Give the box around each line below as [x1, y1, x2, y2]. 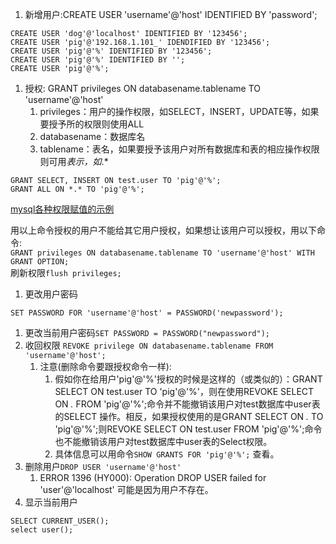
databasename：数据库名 [39, 131, 146, 142]
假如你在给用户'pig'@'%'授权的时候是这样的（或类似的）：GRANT [54, 373, 323, 385]
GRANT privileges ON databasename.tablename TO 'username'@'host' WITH [10, 248, 315, 258]
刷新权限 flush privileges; [10, 267, 122, 278]
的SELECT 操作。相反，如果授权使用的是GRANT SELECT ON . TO [54, 411, 324, 422]
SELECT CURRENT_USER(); [10, 516, 110, 526]
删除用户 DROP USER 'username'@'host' [24, 461, 182, 472]
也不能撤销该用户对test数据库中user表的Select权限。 [54, 436, 273, 447]
